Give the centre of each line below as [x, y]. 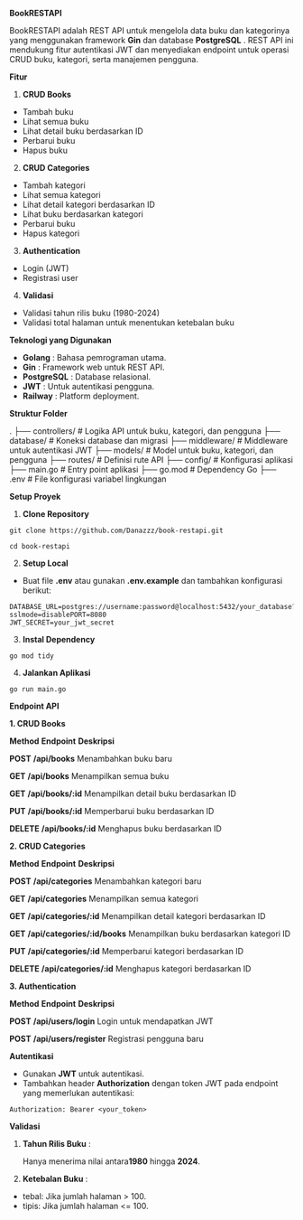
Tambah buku [48, 112]
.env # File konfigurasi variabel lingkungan [88, 479]
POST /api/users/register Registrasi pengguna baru [107, 1039]
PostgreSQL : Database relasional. [87, 377]
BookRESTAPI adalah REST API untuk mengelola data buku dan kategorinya [150, 30]
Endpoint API [34, 706]
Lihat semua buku [55, 122]
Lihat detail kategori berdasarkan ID [89, 204]
